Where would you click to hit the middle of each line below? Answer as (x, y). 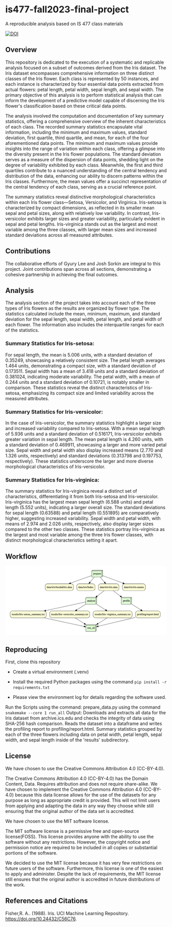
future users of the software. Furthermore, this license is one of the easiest (84, 868)
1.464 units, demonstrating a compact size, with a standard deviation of (81, 365)
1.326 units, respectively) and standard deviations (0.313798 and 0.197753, (84, 455)
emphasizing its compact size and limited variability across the (88, 393)
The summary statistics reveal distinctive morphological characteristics (80, 197)
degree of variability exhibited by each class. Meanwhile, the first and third (84, 165)
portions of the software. (31, 853)
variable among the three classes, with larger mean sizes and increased (81, 229)
